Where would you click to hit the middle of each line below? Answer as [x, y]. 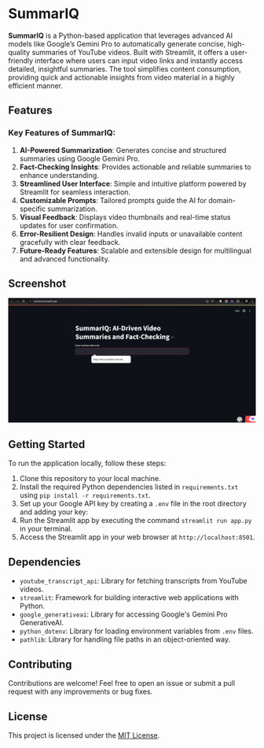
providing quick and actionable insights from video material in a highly [121, 77]
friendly [21, 61]
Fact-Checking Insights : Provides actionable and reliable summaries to [135, 167]
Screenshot [37, 284]
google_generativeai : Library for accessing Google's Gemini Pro [123, 614]
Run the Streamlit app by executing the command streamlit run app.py [136, 520]
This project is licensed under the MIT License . [84, 735]
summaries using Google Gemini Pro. [79, 158]
